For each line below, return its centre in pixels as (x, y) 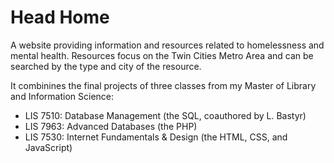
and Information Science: (62, 96)
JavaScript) (48, 147)
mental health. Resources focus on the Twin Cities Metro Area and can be (162, 55)
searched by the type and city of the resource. (106, 66)
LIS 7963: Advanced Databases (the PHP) (111, 126)
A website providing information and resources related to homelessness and (167, 45)
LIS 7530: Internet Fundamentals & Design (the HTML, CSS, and (156, 137)
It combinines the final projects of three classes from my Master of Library (163, 85)
